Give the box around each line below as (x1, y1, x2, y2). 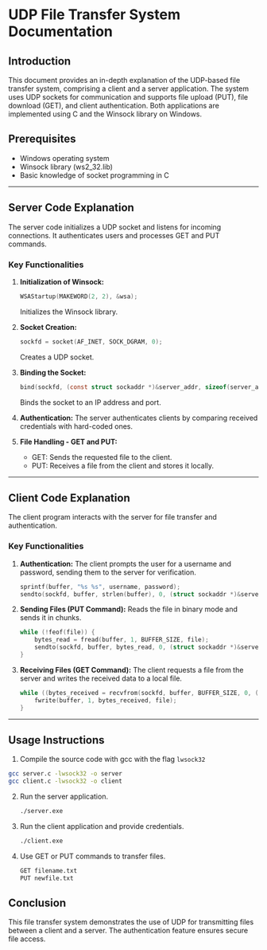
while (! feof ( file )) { (19, 628, 95, 637)
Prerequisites (8, 132, 76, 146)
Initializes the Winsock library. (19, 307, 118, 316)
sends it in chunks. (19, 613, 82, 622)
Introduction (8, 54, 72, 68)
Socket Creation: (19, 322, 77, 332)
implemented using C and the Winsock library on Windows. (8, 109, 203, 119)
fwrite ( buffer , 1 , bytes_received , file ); (34, 696, 177, 705)
